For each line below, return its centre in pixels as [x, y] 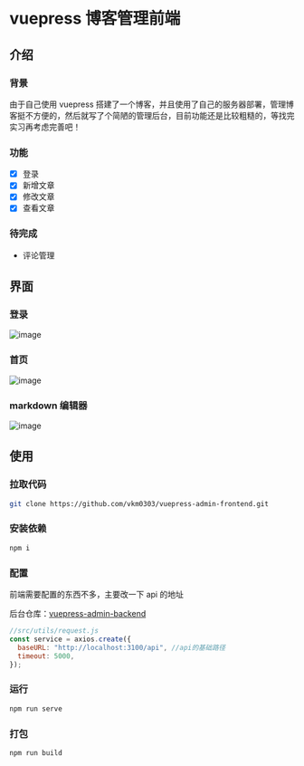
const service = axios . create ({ [70, 639]
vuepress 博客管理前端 [95, 19]
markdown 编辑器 [48, 406]
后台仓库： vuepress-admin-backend [78, 614]
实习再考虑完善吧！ [45, 127]
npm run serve [36, 709]
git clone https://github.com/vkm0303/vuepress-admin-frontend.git [139, 503]
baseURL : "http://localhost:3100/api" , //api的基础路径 [122, 647]
